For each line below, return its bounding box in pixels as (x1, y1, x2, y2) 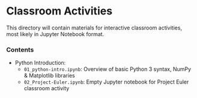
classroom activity (23, 85, 70, 92)
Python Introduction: (14, 59, 66, 67)
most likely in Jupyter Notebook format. (6, 30, 105, 37)
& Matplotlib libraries (23, 72, 75, 79)
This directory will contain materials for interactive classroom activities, (6, 24, 182, 31)
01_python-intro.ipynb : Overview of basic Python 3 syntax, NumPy (23, 66, 191, 73)
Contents (6, 45, 34, 54)
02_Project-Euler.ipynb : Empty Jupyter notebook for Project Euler (23, 78, 189, 85)
